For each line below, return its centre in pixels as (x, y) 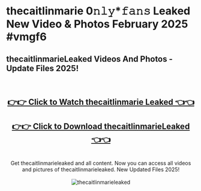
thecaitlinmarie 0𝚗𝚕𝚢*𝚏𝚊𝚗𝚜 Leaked (98, 11)
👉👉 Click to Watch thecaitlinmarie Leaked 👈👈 (101, 102)
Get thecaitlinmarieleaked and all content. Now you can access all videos (101, 163)
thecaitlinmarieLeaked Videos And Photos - (89, 59)
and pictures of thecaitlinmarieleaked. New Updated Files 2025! (101, 169)
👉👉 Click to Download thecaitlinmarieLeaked (101, 126)
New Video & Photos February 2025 (97, 24)
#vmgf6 (26, 37)
